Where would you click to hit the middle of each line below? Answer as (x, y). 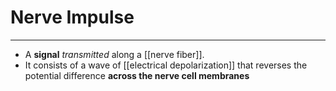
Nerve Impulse (72, 17)
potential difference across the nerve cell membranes (137, 75)
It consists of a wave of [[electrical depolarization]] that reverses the (166, 65)
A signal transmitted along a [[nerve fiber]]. (114, 54)
